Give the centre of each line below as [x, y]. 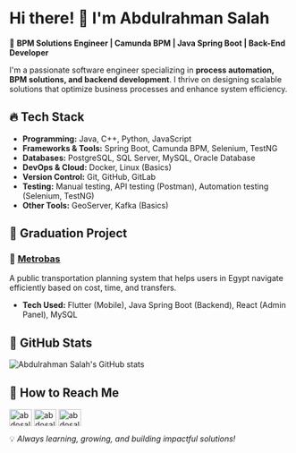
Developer [29, 52]
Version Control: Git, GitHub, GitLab [89, 176]
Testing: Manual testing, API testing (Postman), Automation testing [145, 186]
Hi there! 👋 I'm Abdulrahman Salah [140, 18]
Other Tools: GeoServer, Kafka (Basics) [95, 205]
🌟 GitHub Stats [51, 342]
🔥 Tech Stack [47, 117]
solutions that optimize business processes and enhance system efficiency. [148, 89]
